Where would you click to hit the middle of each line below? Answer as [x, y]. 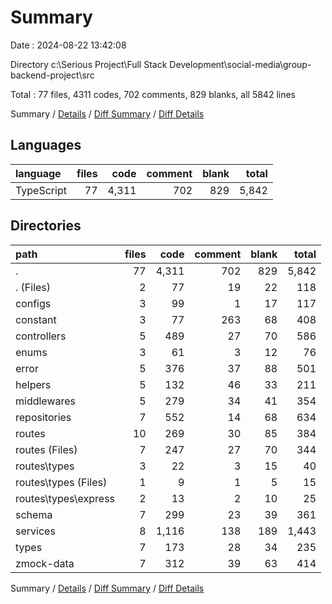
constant [36, 319]
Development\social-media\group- [240, 64]
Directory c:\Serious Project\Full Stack [89, 64]
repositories [43, 417]
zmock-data [45, 563]
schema [34, 514]
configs [33, 303]
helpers [33, 384]
